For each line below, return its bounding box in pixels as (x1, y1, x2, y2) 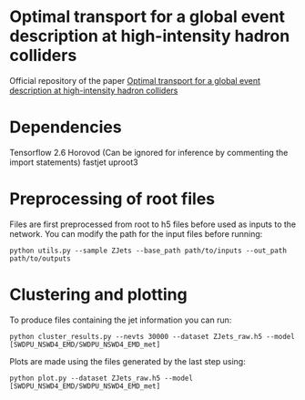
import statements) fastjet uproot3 (9, 157, 138, 168)
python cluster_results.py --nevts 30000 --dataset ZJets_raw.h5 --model (9, 332, 296, 341)
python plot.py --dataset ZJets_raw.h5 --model (9, 374, 194, 383)
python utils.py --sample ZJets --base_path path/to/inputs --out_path (9, 246, 287, 255)
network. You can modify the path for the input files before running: (9, 228, 263, 239)
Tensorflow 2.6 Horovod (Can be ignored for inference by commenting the (9, 147, 289, 158)
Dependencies (9, 117, 122, 138)
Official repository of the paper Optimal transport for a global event (9, 75, 261, 86)
